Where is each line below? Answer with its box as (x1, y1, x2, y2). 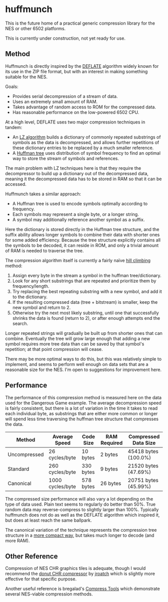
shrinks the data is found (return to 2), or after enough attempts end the (12, 315, 160, 321)
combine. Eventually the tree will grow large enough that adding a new (5, 335, 150, 341)
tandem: (5, 124, 22, 130)
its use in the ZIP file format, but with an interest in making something (5, 68, 148, 74)
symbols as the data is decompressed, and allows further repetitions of (12, 139, 159, 145)
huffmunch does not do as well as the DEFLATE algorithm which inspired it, (5, 512, 160, 518)
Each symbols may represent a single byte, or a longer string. (12, 211, 139, 217)
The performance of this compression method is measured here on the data (5, 394, 161, 400)
